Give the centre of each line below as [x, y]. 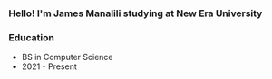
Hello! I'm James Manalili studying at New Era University [136, 13]
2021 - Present [49, 66]
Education [32, 37]
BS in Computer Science [67, 57]
